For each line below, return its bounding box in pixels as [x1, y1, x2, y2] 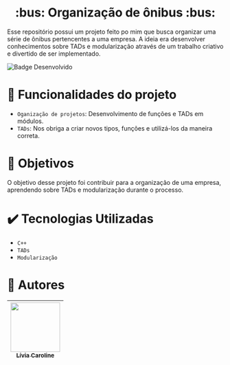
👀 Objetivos [7, 156, 74, 171]
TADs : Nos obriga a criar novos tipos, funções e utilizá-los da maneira [16, 124, 213, 132]
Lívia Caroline [16, 351, 55, 359]
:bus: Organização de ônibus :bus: [14, 5, 216, 21]
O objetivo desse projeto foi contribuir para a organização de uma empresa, [7, 178, 222, 186]
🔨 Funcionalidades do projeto [7, 87, 177, 102]
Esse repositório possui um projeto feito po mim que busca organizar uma [7, 27, 216, 36]
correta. [16, 131, 40, 140]
